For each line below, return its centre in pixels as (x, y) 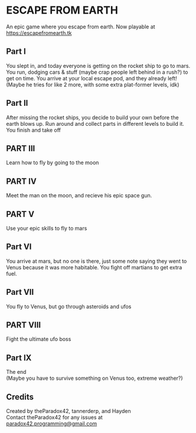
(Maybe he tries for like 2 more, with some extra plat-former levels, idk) (93, 84)
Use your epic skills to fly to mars (47, 228)
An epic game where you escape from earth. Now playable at (81, 27)
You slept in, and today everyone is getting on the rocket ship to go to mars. (98, 66)
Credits (20, 397)
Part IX (19, 358)
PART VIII (24, 325)
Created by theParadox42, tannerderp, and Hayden (68, 411)
